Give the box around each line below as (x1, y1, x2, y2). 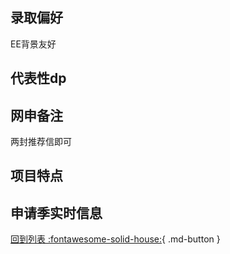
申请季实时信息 (10, 204, 103, 222)
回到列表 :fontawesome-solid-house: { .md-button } (10, 233, 221, 245)
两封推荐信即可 (10, 136, 72, 148)
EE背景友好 (10, 38, 57, 50)
